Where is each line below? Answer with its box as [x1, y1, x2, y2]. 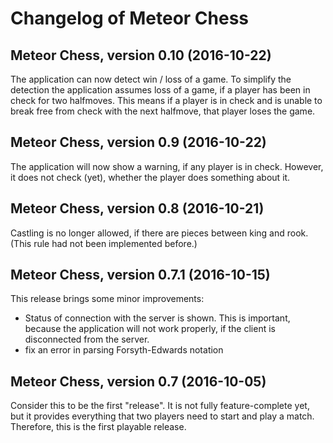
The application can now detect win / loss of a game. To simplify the [10, 73, 292, 85]
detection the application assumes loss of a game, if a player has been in [10, 84, 311, 96]
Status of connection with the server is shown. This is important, [24, 312, 291, 324]
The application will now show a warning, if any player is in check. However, [10, 160, 324, 172]
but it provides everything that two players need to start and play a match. [10, 410, 315, 422]
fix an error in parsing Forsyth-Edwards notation [24, 344, 224, 356]
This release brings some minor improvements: [10, 293, 205, 305]
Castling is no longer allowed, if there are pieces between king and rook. [10, 227, 309, 239]
